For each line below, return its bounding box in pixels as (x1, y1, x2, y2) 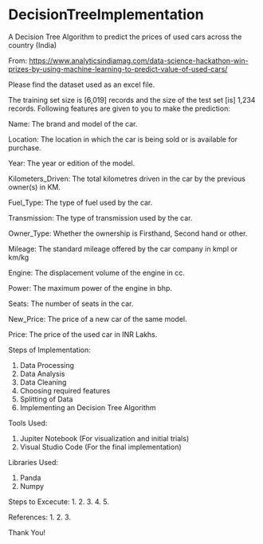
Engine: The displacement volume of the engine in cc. (8, 268, 185, 277)
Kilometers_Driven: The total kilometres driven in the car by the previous (8, 174, 245, 183)
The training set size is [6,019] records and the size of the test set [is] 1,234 (8, 95, 256, 104)
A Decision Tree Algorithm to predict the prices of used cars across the (8, 32, 242, 41)
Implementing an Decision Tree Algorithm (19, 402, 157, 412)
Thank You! (8, 527, 46, 537)
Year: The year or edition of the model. (8, 158, 135, 168)
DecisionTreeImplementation (8, 6, 205, 24)
